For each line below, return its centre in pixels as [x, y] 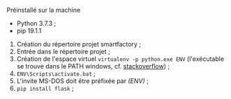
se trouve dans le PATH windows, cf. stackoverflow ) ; [93, 66]
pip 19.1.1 [29, 31]
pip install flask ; [45, 88]
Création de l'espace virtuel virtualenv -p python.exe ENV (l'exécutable [120, 59]
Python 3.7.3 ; [36, 23]
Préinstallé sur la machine [44, 10]
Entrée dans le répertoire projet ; [63, 52]
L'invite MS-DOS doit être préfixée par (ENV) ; [83, 81]
